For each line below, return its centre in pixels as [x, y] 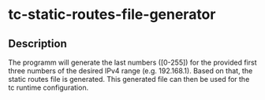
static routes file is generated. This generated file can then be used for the [129, 79]
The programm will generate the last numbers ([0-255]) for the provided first [132, 62]
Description [37, 44]
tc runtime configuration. [49, 87]
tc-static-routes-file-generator [112, 15]
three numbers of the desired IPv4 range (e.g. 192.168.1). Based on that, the [131, 71]
